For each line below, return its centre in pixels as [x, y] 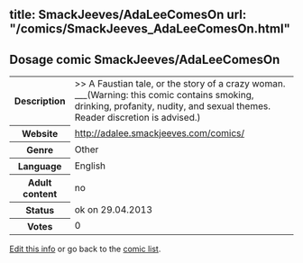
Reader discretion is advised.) [138, 118]
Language [40, 166]
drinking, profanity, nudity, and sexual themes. [172, 106]
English [90, 166]
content [39, 194]
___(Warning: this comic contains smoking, [164, 95]
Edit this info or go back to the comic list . [85, 249]
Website [40, 133]
